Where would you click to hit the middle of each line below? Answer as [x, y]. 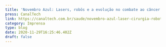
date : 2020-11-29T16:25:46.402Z [38, 32]
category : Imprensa [25, 23]
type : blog [16, 28]
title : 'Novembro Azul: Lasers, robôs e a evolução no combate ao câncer [83, 10]
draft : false [19, 37]
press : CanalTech [23, 14]
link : [11, 19]
